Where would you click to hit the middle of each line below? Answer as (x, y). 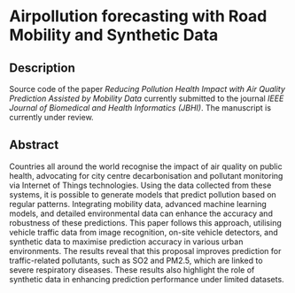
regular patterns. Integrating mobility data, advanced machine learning (138, 204)
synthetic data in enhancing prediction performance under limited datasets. (147, 279)
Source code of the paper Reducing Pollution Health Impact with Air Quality (147, 89)
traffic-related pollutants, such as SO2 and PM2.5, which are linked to (136, 260)
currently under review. (52, 117)
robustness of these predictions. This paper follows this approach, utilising (145, 222)
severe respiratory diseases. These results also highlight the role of (132, 270)
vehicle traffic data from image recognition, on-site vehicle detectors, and (144, 232)
